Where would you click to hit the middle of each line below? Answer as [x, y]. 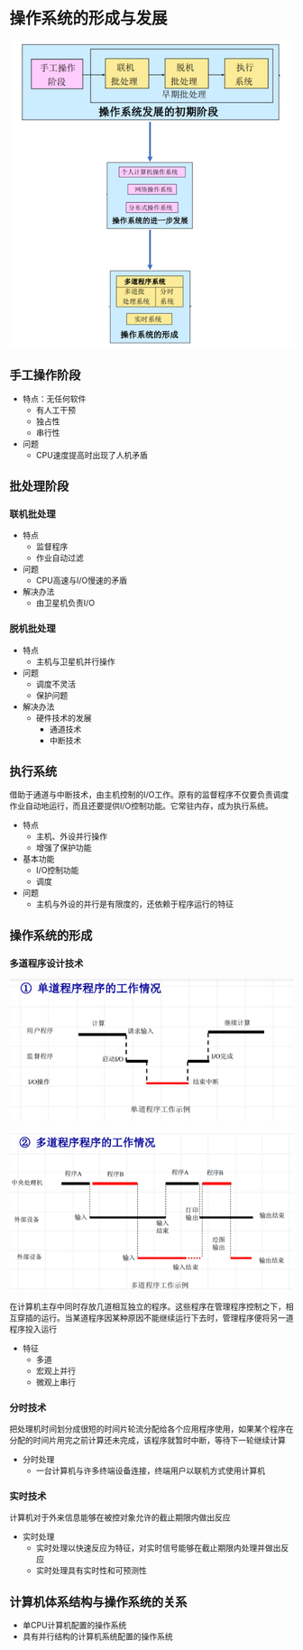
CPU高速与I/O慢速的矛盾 [82, 581]
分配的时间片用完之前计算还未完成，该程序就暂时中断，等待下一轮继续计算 [147, 1441]
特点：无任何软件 [54, 399]
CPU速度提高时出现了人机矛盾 [92, 455]
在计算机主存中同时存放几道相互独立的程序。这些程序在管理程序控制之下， [147, 1306]
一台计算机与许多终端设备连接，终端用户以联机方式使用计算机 [151, 1470]
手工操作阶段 [45, 375]
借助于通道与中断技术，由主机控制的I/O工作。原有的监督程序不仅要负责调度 [149, 795]
